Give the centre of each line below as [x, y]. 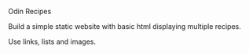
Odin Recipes [30, 11]
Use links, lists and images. [52, 41]
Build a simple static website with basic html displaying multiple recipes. [125, 26]
